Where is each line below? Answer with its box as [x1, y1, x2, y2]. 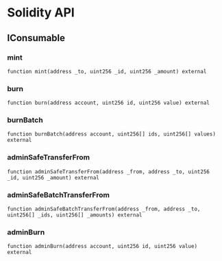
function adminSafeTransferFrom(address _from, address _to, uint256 [7, 168, 210, 175]
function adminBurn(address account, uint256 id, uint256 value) [7, 243, 197, 250]
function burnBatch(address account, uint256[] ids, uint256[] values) [7, 131, 216, 138]
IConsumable [7, 32, 66, 44]
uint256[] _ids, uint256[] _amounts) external [7, 212, 143, 219]
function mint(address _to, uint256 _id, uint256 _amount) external [7, 68, 207, 75]
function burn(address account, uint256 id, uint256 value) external [7, 99, 210, 107]
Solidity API [7, 5, 75, 21]
